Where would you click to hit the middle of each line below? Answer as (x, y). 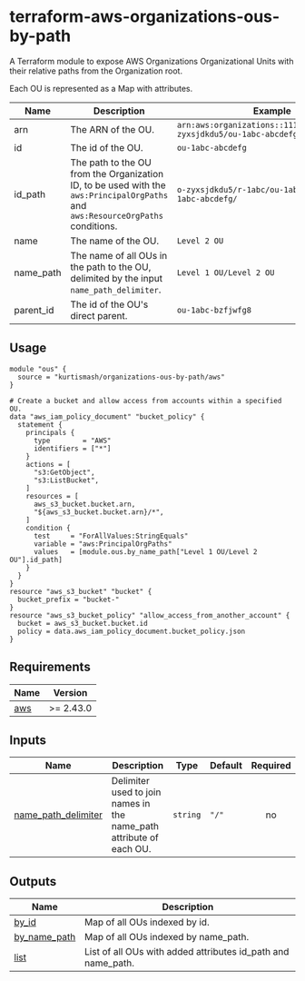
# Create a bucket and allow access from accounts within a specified (146, 401)
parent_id (34, 310)
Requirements (50, 667)
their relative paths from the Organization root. (96, 71)
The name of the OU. (115, 241)
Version (70, 692)
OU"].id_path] (36, 560)
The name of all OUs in (119, 255)
